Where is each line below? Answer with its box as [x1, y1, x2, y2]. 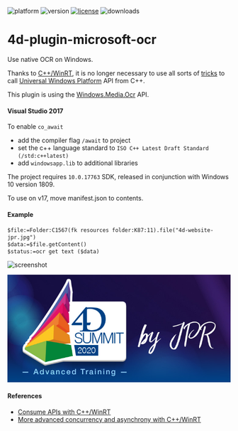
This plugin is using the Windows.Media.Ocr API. [7, 90, 149, 99]
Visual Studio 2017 [7, 107, 64, 115]
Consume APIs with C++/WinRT [17, 408, 111, 416]
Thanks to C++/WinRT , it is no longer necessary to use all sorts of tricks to [7, 68, 225, 78]
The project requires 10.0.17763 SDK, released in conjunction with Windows [7, 173, 229, 181]
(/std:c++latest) [17, 153, 69, 160]
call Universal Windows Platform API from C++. [7, 76, 145, 85]
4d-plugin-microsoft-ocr [7, 32, 157, 48]
